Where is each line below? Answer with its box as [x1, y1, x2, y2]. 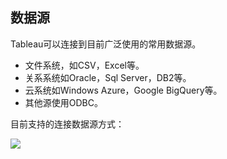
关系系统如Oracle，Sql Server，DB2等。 [24, 71, 192, 83]
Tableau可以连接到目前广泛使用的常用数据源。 [10, 38, 202, 50]
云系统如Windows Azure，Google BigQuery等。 [24, 84, 223, 96]
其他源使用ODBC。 [24, 96, 103, 108]
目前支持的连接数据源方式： [10, 118, 125, 130]
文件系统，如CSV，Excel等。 [24, 59, 145, 71]
